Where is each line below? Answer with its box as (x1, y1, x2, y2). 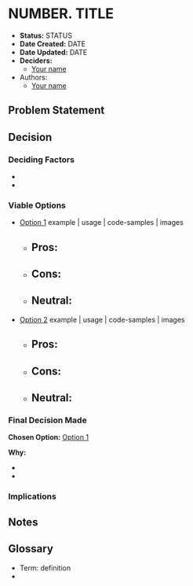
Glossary (8, 542, 53, 555)
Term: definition (19, 563, 71, 573)
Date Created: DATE (19, 39, 86, 48)
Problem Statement (8, 104, 105, 117)
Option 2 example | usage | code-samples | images (19, 315, 185, 324)
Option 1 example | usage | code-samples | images (19, 218, 184, 227)
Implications (8, 491, 56, 502)
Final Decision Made (8, 415, 88, 426)
